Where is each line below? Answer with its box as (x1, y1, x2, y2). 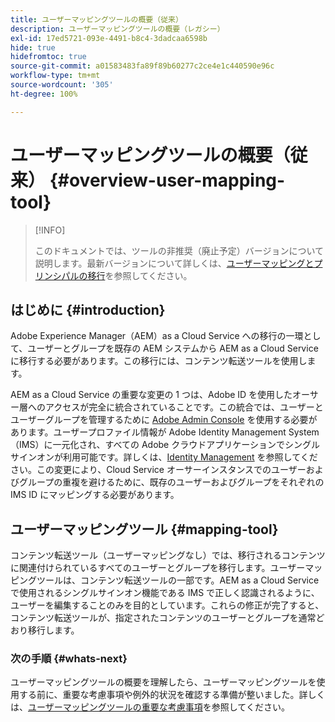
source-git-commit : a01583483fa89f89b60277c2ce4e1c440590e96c (10, 61, 275, 71)
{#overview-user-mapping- (49, 169, 286, 191)
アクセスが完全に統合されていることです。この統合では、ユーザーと (44, 401, 324, 413)
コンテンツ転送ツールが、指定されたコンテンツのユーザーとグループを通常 (10, 612, 317, 624)
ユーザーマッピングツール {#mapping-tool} (10, 521, 279, 538)
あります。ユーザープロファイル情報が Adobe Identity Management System (10, 426, 320, 438)
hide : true (10, 42, 56, 53)
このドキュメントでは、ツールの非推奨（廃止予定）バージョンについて (34, 244, 325, 256)
